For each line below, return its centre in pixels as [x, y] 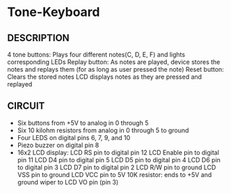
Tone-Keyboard [54, 12]
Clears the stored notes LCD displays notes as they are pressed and [105, 77]
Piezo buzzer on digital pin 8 [58, 145]
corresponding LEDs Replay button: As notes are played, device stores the [114, 62]
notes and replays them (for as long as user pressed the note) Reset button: [115, 69]
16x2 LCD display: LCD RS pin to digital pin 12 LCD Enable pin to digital [118, 152]
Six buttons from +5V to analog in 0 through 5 [83, 123]
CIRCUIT [26, 106]
